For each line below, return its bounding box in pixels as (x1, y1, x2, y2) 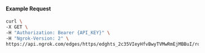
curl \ (6, 18, 23, 24)
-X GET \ (6, 24, 28, 30)
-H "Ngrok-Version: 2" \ (6, 35, 69, 41)
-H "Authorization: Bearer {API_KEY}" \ (6, 29, 111, 36)
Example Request (6, 5, 51, 12)
